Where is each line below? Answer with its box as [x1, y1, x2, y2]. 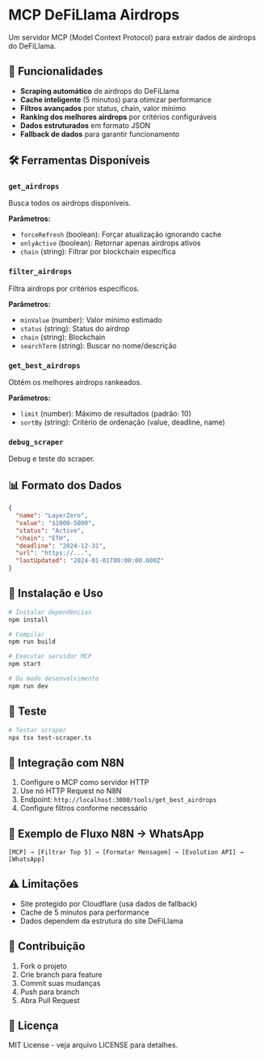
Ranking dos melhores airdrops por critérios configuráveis [19, 112, 217, 122]
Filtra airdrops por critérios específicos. [8, 284, 140, 293]
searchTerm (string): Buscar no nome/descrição [19, 340, 178, 350]
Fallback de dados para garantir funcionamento [19, 129, 180, 139]
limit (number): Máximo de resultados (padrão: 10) [19, 409, 191, 419]
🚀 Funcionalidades [8, 65, 103, 79]
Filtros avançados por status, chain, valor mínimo [19, 103, 186, 113]
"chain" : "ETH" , [15, 534, 70, 542]
